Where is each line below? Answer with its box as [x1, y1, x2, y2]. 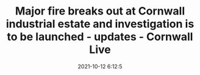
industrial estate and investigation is [5, 17, 195, 31]
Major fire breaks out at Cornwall [15, 4, 185, 18]
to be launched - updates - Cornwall [7, 30, 193, 44]
